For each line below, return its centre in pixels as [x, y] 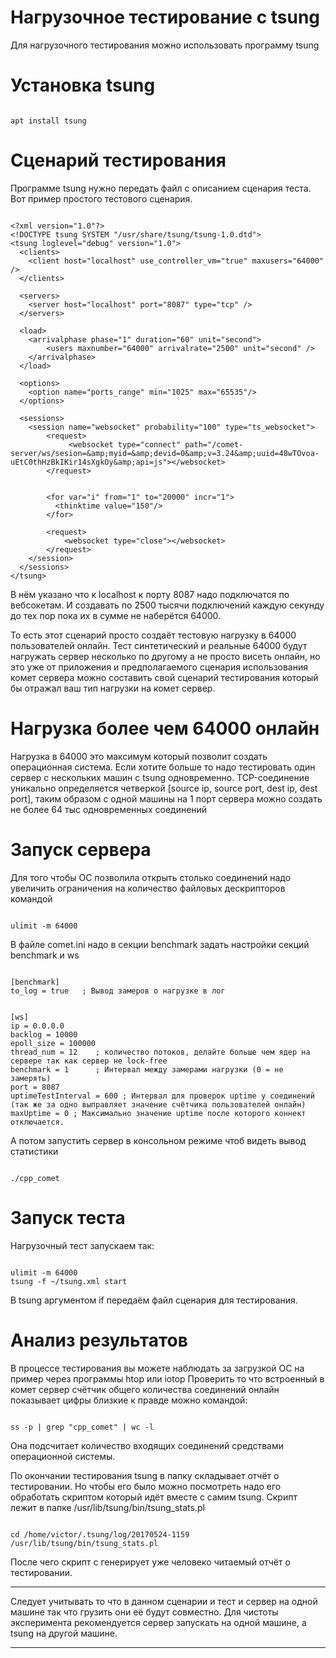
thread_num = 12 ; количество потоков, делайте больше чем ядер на [160, 1052]
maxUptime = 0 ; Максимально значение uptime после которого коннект [158, 1113]
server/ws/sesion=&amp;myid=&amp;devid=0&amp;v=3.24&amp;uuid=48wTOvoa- [165, 453]
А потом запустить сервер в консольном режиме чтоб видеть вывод [158, 1140]
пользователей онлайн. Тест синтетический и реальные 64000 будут [159, 645]
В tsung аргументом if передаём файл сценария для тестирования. [154, 1300]
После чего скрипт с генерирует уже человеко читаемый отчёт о [150, 1562]
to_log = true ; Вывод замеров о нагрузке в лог [118, 991]
